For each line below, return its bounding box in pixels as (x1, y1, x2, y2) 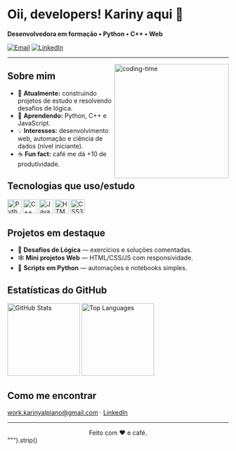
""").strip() (7, 436, 38, 444)
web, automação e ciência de (17, 134, 103, 143)
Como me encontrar (7, 390, 97, 402)
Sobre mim (7, 70, 56, 82)
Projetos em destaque (7, 227, 105, 239)
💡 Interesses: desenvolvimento (17, 126, 109, 134)
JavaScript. (17, 119, 51, 127)
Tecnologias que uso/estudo (7, 180, 136, 192)
